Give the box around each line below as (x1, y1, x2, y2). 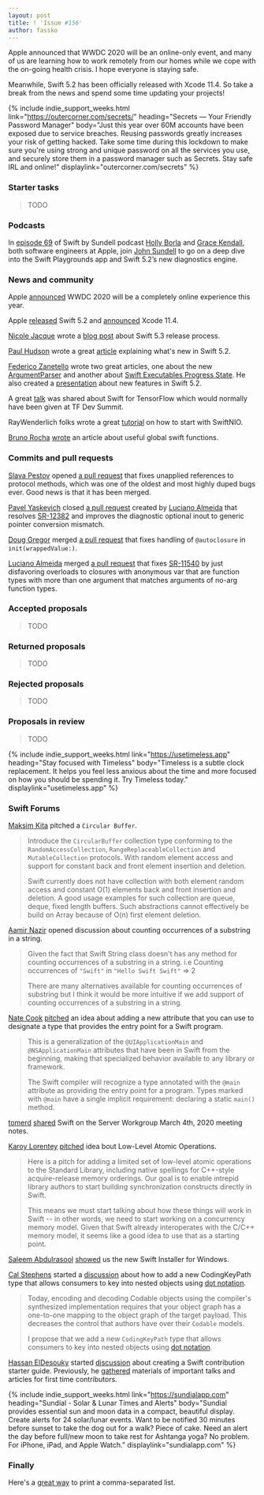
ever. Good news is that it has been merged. (8, 487, 151, 497)
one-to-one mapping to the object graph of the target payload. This (27, 1310, 247, 1320)
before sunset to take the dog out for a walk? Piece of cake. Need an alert (8, 1423, 248, 1433)
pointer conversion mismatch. (8, 519, 105, 529)
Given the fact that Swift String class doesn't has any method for (27, 949, 238, 959)
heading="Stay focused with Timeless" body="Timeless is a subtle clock (8, 757, 245, 767)
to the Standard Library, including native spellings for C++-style (27, 1166, 235, 1175)
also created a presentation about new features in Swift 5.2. (8, 378, 203, 388)
